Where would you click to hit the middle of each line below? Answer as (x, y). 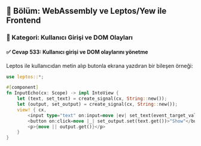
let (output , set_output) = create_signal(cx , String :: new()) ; (98, 105)
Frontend (24, 21)
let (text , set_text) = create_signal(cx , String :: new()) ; (92, 99)
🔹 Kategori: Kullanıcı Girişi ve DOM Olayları (69, 38)
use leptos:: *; (25, 77)
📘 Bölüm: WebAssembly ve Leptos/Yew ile (86, 11)
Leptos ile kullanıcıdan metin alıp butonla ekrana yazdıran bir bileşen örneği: (100, 65)
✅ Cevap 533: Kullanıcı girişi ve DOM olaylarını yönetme (77, 52)
